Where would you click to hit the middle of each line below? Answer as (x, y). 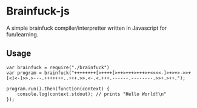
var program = (24, 73)
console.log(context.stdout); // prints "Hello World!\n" (92, 94)
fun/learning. (22, 34)
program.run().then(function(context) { (58, 89)
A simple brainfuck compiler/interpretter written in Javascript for (87, 28)
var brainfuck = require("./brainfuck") (58, 67)
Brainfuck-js (38, 11)
